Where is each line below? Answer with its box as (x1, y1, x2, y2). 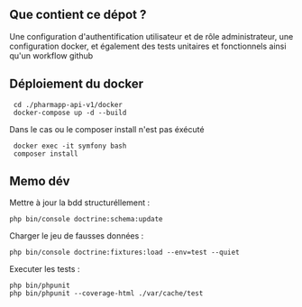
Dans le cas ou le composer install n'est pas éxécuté (9, 123, 205, 134)
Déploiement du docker (9, 77, 144, 92)
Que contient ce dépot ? (9, 7, 147, 23)
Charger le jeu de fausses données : (9, 230, 144, 241)
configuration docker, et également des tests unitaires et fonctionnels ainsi (9, 41, 287, 51)
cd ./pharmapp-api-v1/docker (13, 100, 124, 109)
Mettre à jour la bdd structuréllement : (9, 197, 151, 208)
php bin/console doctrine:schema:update (9, 215, 164, 224)
